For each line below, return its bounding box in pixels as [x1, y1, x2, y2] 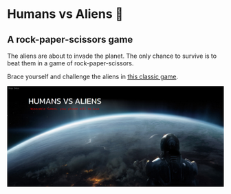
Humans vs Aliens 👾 [7, 6, 124, 22]
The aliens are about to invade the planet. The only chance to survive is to [7, 52, 217, 60]
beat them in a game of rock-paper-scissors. [7, 59, 134, 67]
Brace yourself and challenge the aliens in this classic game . [7, 72, 179, 80]
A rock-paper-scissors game [7, 34, 133, 45]
